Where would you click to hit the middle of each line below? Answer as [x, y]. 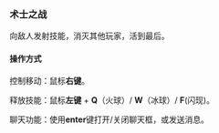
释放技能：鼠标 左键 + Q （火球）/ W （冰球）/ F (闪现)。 [112, 100]
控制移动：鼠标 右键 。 [49, 80]
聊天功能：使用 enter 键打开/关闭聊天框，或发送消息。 [109, 119]
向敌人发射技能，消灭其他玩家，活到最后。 [89, 36]
